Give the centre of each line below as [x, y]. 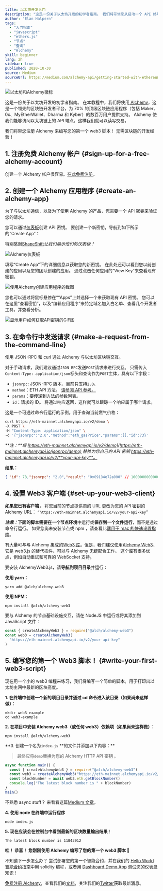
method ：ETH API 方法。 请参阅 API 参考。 [54, 390]
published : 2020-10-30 [28, 69]
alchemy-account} [34, 162]
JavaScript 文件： [23, 622]
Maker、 [149, 108]
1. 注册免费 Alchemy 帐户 [43, 154]
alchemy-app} [27, 198]
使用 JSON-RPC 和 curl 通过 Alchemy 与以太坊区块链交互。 [64, 357]
